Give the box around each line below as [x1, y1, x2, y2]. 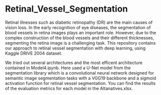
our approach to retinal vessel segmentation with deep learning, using [5, 45, 146, 51]
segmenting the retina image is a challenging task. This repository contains [5, 40, 156, 46]
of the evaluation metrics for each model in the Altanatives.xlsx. [5, 85, 133, 91]
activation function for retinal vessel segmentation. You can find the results [5, 80, 156, 86]
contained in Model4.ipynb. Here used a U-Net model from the [5, 64, 131, 71]
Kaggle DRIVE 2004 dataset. [5, 50, 62, 56]
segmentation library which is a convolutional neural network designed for [5, 70, 155, 76]
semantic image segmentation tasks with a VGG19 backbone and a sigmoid [5, 75, 156, 81]
